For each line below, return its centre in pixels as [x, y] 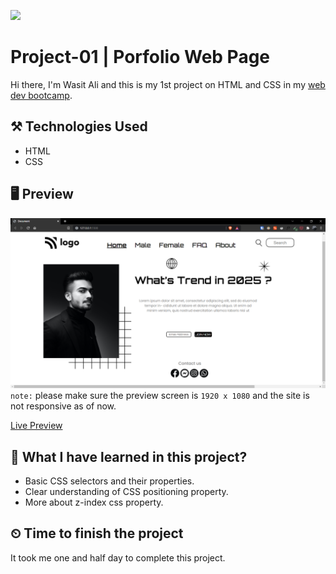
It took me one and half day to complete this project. [118, 557]
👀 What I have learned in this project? [129, 456]
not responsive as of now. [63, 406]
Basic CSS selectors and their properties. [109, 481]
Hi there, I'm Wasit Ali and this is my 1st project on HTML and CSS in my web [168, 84]
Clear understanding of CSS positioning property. [126, 492]
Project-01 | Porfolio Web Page [140, 57]
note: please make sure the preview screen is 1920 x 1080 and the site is [160, 396]
